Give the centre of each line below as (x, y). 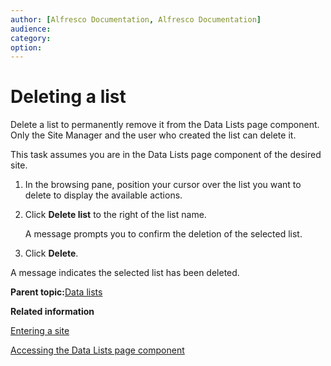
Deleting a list (68, 97)
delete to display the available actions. (103, 195)
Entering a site (40, 331)
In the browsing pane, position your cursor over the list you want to (163, 185)
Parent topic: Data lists (56, 292)
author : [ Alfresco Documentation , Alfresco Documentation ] (136, 19)
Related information (52, 312)
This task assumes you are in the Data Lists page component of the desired (166, 155)
